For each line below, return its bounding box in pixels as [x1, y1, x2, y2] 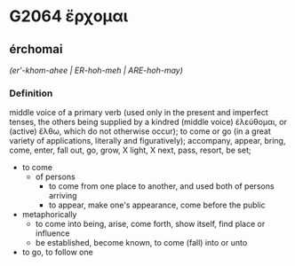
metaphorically [21, 209, 77, 220]
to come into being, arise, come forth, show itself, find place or [35, 219, 266, 230]
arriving [48, 191, 77, 201]
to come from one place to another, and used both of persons [48, 181, 275, 192]
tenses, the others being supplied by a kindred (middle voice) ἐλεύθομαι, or [9, 117, 287, 128]
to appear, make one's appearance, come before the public [48, 199, 267, 210]
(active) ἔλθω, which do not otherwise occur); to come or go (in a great [9, 126, 271, 137]
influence [35, 228, 70, 239]
